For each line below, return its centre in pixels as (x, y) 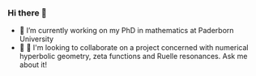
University (36, 39)
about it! (33, 65)
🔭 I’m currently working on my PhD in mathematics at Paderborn (126, 31)
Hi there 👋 (28, 13)
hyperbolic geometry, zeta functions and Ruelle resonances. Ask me (133, 57)
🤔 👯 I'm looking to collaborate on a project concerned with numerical (134, 48)
